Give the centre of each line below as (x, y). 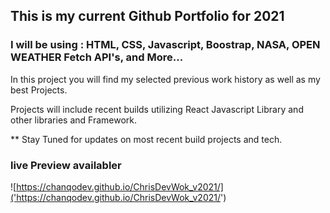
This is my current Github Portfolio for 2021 (147, 16)
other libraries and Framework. (74, 120)
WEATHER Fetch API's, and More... (97, 57)
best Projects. (39, 90)
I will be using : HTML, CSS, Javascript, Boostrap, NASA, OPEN (165, 45)
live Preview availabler (66, 165)
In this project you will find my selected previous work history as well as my (165, 79)
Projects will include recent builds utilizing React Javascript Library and (157, 109)
